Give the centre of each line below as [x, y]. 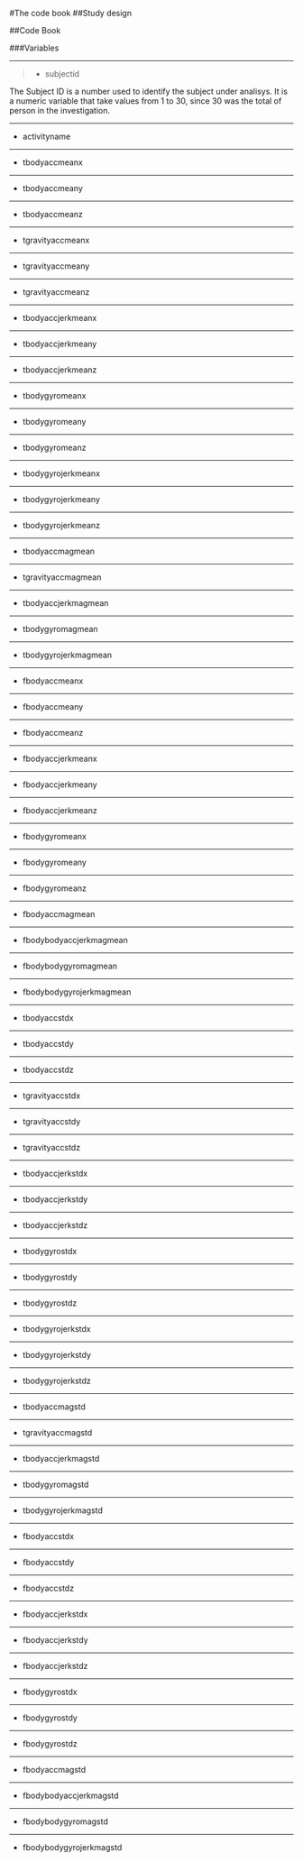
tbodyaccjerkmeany [60, 344]
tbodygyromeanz [54, 447]
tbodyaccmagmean [59, 551]
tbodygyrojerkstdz [57, 1380]
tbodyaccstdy [48, 1044]
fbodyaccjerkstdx [55, 1614]
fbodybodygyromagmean [70, 966]
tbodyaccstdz [48, 1069]
